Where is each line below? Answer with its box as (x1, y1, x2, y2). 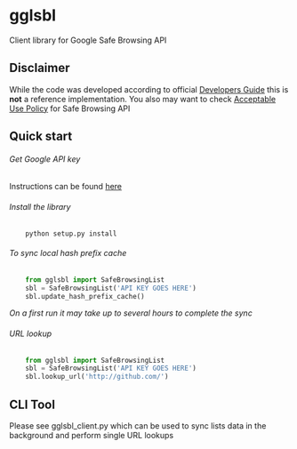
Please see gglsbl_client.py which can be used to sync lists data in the (9, 421, 267, 431)
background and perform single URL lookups (9, 430, 174, 441)
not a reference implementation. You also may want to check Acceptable (9, 93, 277, 104)
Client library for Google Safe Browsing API (9, 35, 167, 45)
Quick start (9, 129, 73, 144)
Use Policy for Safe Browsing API (9, 103, 131, 114)
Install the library (9, 201, 71, 212)
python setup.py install (25, 229, 117, 238)
